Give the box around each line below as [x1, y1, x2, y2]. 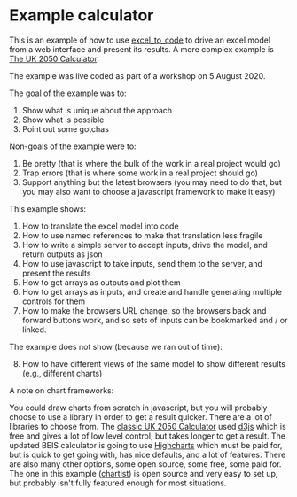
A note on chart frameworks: [9, 384, 114, 395]
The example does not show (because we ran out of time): [9, 341, 223, 352]
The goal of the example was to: [9, 88, 127, 98]
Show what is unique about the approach [21, 105, 173, 115]
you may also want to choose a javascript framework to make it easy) [21, 186, 276, 197]
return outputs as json [21, 249, 104, 260]
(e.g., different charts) [21, 368, 103, 378]
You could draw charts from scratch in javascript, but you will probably [9, 402, 268, 413]
